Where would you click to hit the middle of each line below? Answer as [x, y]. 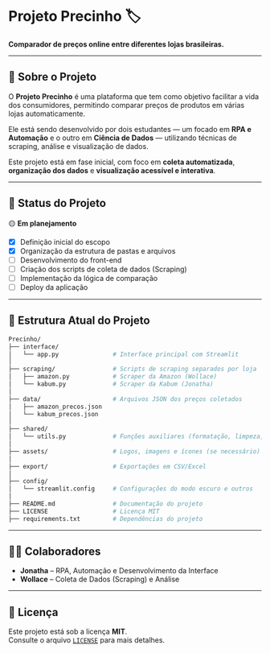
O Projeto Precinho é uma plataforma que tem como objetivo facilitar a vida [134, 96]
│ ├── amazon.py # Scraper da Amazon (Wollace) [113, 377]
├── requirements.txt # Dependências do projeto [106, 519]
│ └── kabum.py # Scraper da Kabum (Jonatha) [111, 384]
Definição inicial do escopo [65, 242]
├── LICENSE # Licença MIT [84, 511]
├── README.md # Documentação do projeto [106, 504]
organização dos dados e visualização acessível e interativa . [112, 170]
